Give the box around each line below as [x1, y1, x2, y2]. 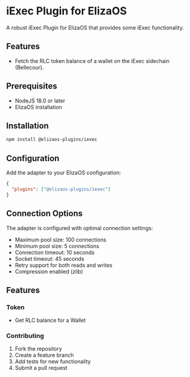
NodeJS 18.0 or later [14, 97, 66, 104]
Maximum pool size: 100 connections [14, 236, 106, 243]
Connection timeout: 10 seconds [14, 249, 94, 256]
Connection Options [6, 209, 83, 219]
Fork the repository [14, 345, 63, 352]
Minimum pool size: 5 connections [14, 242, 100, 249]
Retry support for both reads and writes [14, 261, 112, 269]
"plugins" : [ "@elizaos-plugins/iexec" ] [11, 186, 111, 192]
